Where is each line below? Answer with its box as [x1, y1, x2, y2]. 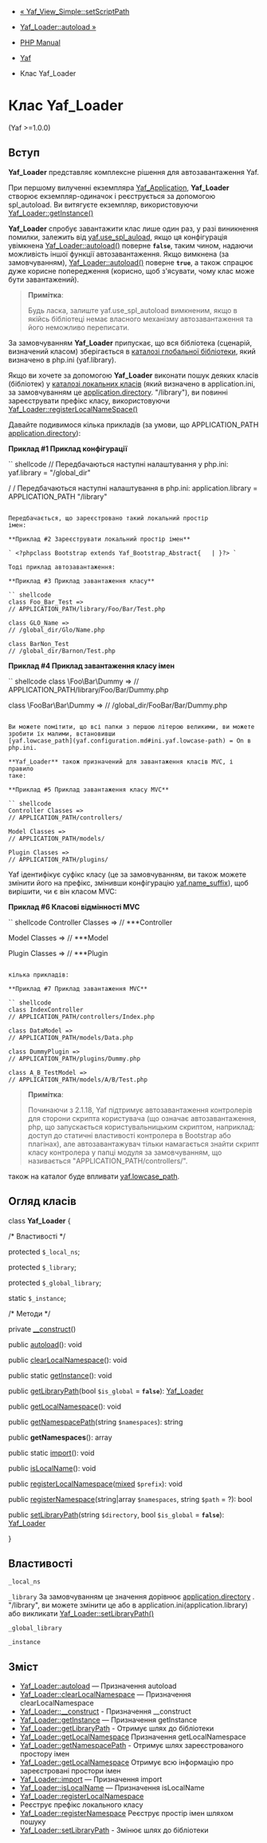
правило [8, 764, 34, 773]
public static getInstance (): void [8, 1370, 112, 1380]
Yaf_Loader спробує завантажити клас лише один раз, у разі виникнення [8, 224, 259, 233]
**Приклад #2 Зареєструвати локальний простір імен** [8, 535, 191, 543]
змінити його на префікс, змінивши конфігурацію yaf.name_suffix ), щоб [8, 878, 249, 887]
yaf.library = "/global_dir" [8, 467, 92, 478]
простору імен [19, 1749, 70, 1759]
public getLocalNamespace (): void [8, 1401, 122, 1411]
